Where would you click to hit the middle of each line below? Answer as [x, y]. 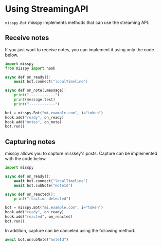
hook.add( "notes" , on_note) [34, 122]
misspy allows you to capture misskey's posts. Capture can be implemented [81, 154]
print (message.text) [35, 100]
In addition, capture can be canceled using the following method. [70, 230]
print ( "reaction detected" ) [42, 199]
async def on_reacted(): [30, 194]
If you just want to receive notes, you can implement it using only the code [80, 49]
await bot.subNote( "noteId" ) [43, 185]
